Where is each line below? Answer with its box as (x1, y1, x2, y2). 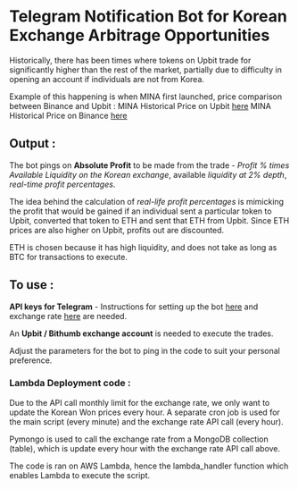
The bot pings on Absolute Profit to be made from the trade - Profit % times (9, 159, 290, 171)
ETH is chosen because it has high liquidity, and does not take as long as (9, 241, 277, 252)
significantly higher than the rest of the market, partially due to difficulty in (9, 64, 283, 75)
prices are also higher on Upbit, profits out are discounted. (9, 224, 225, 235)
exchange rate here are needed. (9, 310, 128, 321)
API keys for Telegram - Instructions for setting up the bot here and (9, 301, 259, 312)
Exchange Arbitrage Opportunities (9, 25, 270, 46)
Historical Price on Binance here (9, 110, 128, 121)
